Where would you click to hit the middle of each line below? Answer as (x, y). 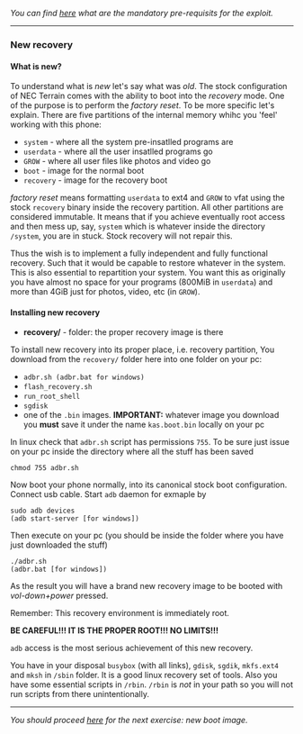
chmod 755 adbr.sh (45, 468)
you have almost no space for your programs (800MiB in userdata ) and (142, 282)
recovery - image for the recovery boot (95, 180)
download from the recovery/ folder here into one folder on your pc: (136, 359)
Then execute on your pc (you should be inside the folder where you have (147, 536)
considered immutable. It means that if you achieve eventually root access (148, 217)
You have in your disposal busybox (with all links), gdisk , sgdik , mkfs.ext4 (145, 666)
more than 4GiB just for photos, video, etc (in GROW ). (105, 292)
